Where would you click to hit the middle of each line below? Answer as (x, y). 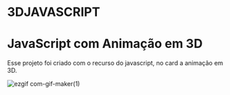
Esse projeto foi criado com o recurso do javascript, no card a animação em (115, 63)
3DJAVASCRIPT (54, 12)
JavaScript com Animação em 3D (105, 44)
